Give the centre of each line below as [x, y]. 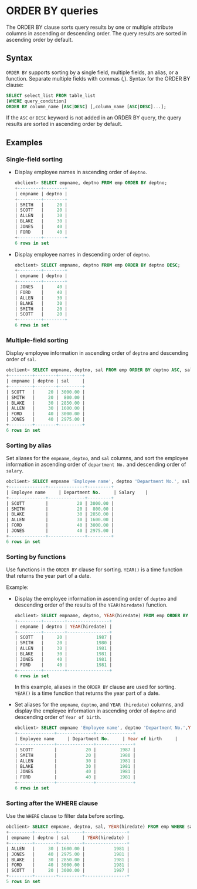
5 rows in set [23, 881]
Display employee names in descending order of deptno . [82, 254]
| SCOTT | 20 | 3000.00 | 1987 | [68, 871]
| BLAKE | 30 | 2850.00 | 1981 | [68, 860]
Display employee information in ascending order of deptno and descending [97, 353]
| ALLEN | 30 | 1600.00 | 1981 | [68, 848]
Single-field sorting [35, 159]
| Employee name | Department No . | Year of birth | [96, 739]
